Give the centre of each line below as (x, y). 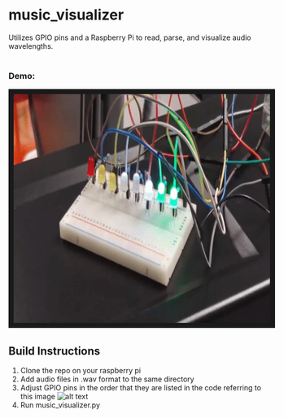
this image (37, 397)
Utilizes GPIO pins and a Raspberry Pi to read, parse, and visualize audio (130, 37)
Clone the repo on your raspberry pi (80, 371)
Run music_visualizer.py (60, 405)
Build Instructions (55, 351)
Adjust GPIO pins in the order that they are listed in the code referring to (141, 388)
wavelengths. (31, 46)
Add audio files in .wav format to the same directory (107, 379)
